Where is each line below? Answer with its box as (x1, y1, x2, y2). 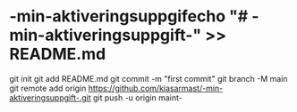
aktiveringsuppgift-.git (9, 92, 91, 103)
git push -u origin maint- (92, 92, 183, 103)
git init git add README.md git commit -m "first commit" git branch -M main (9, 73, 288, 84)
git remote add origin (9, 83, 87, 93)
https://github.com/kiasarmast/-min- (88, 83, 224, 93)
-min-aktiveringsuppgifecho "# (9, 6, 249, 27)
